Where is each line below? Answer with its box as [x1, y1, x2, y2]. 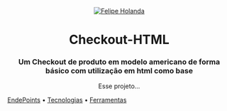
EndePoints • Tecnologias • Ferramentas [7, 96, 127, 105]
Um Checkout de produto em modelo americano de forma [18, 57, 221, 67]
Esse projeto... [98, 82, 140, 90]
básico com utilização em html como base [45, 66, 194, 76]
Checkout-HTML [69, 32, 170, 48]
